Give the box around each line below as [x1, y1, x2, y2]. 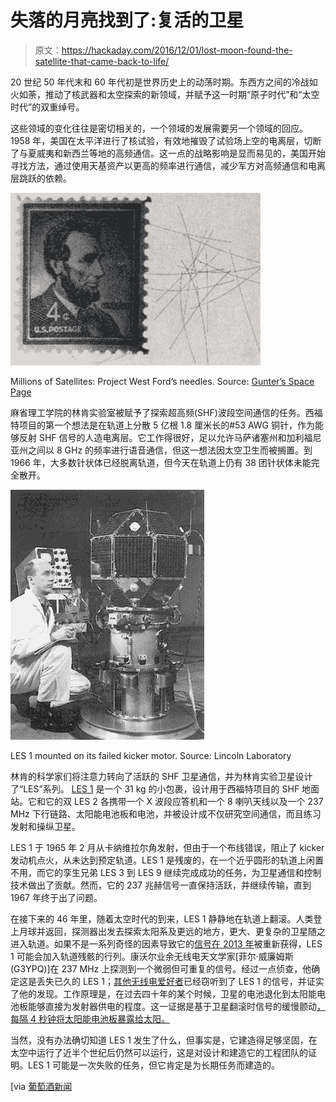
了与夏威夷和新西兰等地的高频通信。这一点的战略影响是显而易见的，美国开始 [10, 147, 326, 159]
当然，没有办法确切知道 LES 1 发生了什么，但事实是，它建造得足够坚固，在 [10, 1034, 318, 1046]
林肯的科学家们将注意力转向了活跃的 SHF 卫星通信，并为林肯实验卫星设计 [10, 770, 313, 782]
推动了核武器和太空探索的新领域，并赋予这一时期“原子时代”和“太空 [44, 88, 320, 100]
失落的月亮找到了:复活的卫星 [10, 9, 245, 32]
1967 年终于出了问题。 [10, 891, 103, 903]
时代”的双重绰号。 [10, 101, 85, 113]
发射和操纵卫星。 [10, 820, 81, 832]
